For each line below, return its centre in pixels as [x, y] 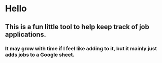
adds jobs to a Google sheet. [40, 55]
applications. [26, 34]
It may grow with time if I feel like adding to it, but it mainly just [81, 48]
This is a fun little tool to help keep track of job [77, 27]
